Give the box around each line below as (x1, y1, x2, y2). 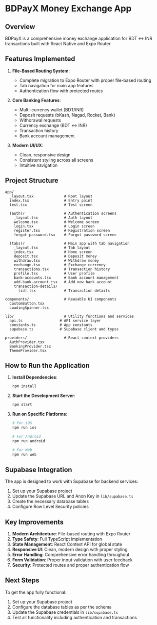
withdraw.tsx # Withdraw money (14, 258, 99, 263)
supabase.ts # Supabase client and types (9, 326, 119, 331)
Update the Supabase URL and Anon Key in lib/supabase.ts (12, 493, 134, 499)
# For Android (12, 434, 41, 439)
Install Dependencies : (12, 375, 58, 380)
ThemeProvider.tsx (9, 348, 47, 353)
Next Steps (5, 576, 39, 585)
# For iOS (12, 421, 33, 425)
